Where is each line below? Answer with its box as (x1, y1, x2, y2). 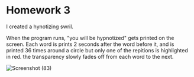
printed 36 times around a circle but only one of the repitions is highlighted (6, 46, 188, 53)
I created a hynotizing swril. (6, 23, 74, 30)
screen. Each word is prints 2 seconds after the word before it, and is (6, 41, 174, 48)
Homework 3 (6, 4, 71, 17)
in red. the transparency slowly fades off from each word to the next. (6, 53, 174, 60)
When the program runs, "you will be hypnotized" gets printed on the (6, 34, 174, 41)
